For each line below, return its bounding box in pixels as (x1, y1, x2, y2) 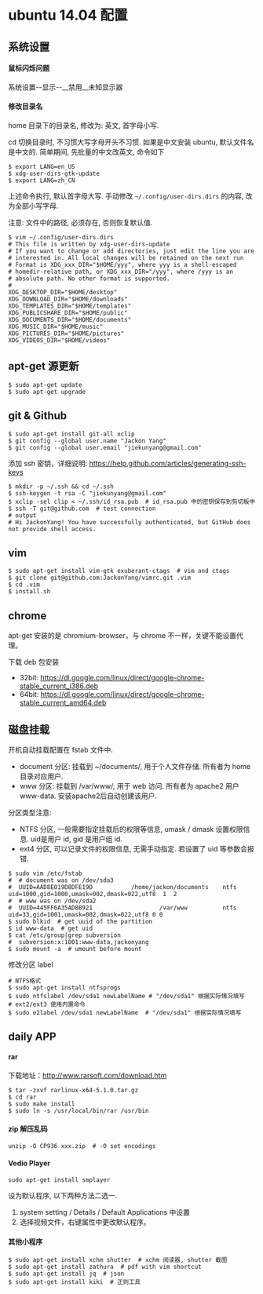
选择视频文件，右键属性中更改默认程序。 (19, 1217, 151, 1227)
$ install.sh (8, 588, 51, 596)
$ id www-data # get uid (8, 924, 93, 933)
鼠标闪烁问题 (8, 64, 49, 73)
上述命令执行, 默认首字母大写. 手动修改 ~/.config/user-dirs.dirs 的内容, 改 (8, 191, 253, 200)
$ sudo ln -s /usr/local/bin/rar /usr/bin (8, 1106, 149, 1114)
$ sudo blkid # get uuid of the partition (8, 918, 153, 926)
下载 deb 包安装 (8, 658, 60, 667)
